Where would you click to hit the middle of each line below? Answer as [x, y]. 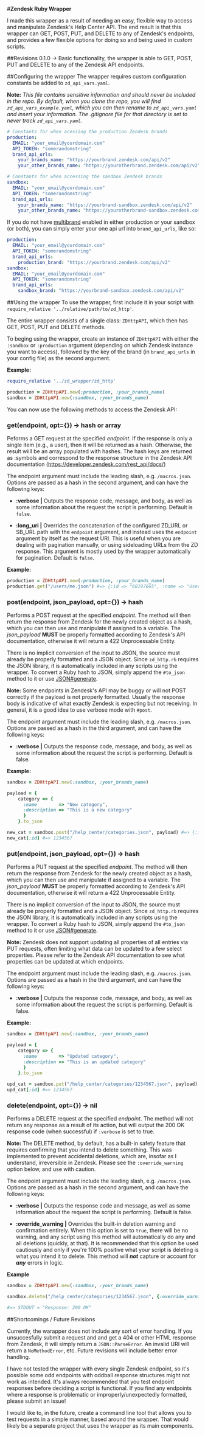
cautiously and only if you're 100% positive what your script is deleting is [107, 1250]
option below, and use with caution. [51, 1169]
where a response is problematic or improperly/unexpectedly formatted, [97, 1394]
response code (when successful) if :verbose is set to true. [81, 1131]
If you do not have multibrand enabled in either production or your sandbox [101, 222]
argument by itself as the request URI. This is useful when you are [98, 538]
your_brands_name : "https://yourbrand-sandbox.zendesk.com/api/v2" [105, 205]
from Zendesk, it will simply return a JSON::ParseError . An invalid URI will [98, 1344]
